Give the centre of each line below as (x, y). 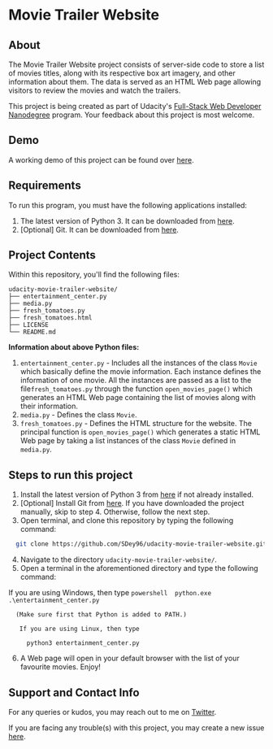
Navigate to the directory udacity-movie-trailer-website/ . (119, 560)
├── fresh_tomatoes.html (50, 318)
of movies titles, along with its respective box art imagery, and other (122, 73)
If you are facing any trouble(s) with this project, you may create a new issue (136, 727)
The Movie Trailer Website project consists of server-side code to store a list (136, 64)
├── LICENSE (28, 325)
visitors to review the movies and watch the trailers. (95, 90)
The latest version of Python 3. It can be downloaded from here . (128, 220)
